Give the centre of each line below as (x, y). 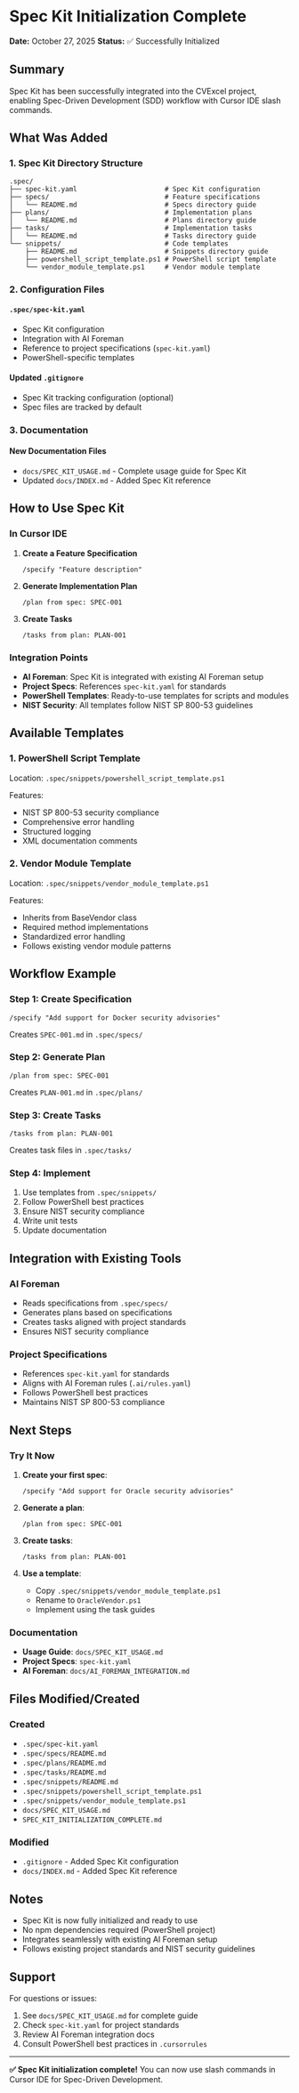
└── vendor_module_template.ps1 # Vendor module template (143, 267)
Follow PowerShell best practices (83, 1202)
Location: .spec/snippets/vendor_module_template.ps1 (109, 883)
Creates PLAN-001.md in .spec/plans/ (76, 1092)
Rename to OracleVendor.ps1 (88, 1600)
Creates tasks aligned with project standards (104, 1322)
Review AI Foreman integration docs (88, 2034)
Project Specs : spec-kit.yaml (77, 1661)
